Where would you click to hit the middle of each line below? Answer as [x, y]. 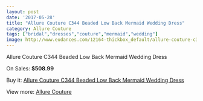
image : [14, 40]
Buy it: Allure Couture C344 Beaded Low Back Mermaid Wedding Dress [95, 80]
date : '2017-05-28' [31, 17]
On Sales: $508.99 [30, 69]
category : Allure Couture [39, 29]
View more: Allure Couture [39, 92]
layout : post [23, 12]
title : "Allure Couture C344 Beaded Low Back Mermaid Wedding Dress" [96, 23]
